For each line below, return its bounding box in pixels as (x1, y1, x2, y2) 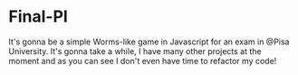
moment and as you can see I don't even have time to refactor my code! (8, 55, 277, 66)
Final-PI (8, 6, 69, 27)
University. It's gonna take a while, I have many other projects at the (8, 45, 262, 56)
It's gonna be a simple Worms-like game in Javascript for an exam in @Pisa (8, 36, 290, 47)
